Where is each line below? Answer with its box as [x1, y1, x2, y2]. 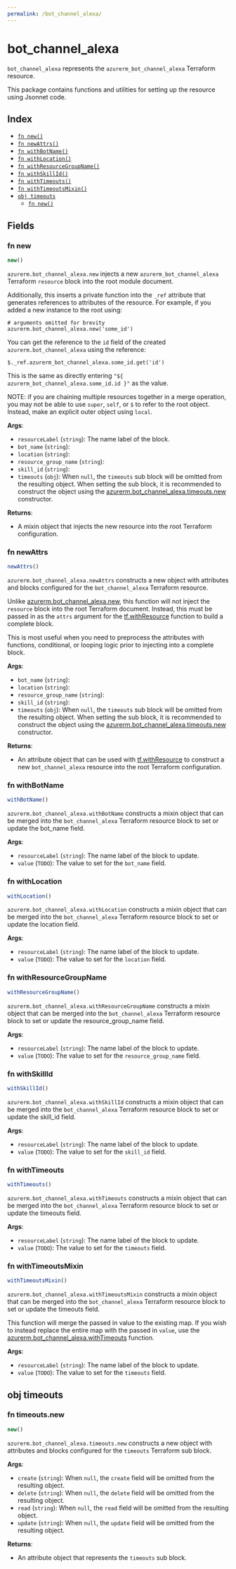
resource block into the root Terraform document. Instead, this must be [7, 604, 213, 613]
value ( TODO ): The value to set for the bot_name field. [17, 859, 166, 867]
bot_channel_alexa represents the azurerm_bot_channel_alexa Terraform [7, 64, 216, 73]
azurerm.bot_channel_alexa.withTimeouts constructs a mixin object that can [7, 1193, 227, 1202]
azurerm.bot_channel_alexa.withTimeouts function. [7, 1333, 155, 1342]
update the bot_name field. [7, 824, 86, 833]
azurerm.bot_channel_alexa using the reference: [7, 345, 146, 353]
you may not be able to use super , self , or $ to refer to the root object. [7, 400, 210, 408]
